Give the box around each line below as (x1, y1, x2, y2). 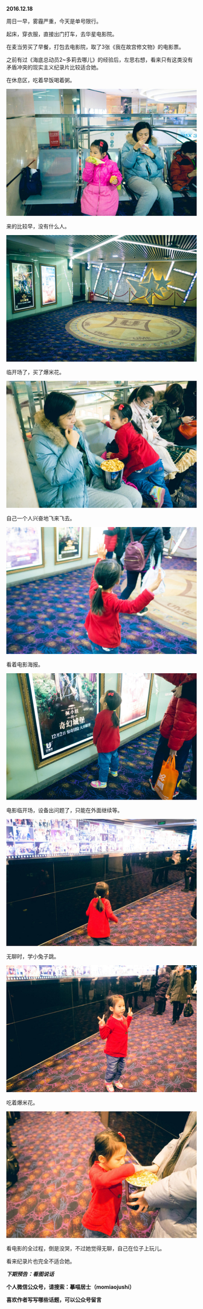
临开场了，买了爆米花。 (6, 369, 65, 376)
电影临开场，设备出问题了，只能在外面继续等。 (6, 807, 123, 814)
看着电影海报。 (6, 661, 43, 668)
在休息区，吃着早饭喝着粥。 (6, 77, 76, 83)
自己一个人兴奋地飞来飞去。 (6, 515, 76, 522)
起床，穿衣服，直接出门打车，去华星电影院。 (6, 30, 118, 37)
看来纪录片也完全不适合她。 (6, 1258, 76, 1265)
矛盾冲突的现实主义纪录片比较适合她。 (6, 63, 101, 71)
